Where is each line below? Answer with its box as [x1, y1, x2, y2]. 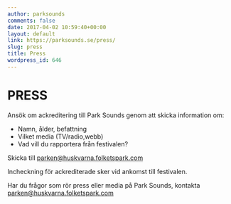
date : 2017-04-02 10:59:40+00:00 [7, 23, 107, 31]
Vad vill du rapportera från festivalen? [17, 139, 129, 148]
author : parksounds [7, 10, 65, 18]
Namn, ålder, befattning [17, 124, 87, 133]
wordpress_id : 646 [7, 57, 62, 64]
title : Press [7, 50, 46, 58]
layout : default [7, 30, 55, 38]
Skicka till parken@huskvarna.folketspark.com [7, 154, 144, 162]
